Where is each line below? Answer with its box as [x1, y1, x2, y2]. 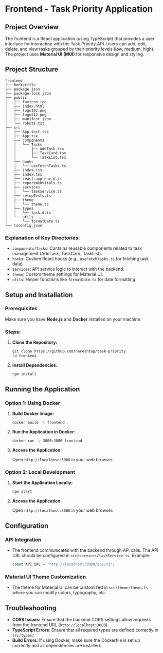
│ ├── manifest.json [5, 116, 51, 121]
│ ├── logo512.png [5, 112, 47, 117]
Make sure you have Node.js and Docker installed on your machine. [5, 316, 142, 322]
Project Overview [5, 23, 59, 31]
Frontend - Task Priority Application [5, 3, 153, 15]
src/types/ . [12, 632, 36, 638]
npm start [12, 489, 33, 494]
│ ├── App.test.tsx [5, 129, 49, 134]
